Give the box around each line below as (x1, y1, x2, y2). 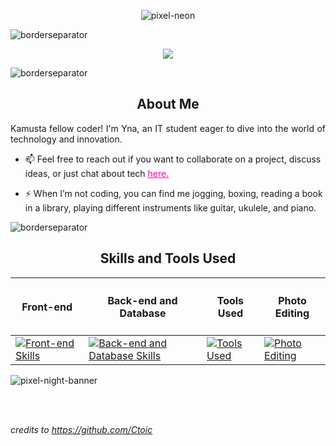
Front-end (21, 300, 73, 314)
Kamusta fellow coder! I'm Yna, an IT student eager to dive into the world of (10, 122, 326, 134)
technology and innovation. (10, 133, 123, 145)
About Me (136, 96, 200, 113)
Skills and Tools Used (99, 250, 237, 267)
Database (119, 306, 167, 320)
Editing (274, 306, 310, 320)
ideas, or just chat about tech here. (24, 167, 170, 179)
